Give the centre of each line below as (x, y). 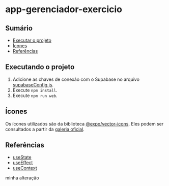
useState (22, 157)
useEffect (23, 163)
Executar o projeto (32, 40)
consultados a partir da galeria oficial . (45, 129)
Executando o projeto (40, 67)
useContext (25, 168)
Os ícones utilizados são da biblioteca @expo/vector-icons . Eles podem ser (84, 123)
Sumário (19, 28)
